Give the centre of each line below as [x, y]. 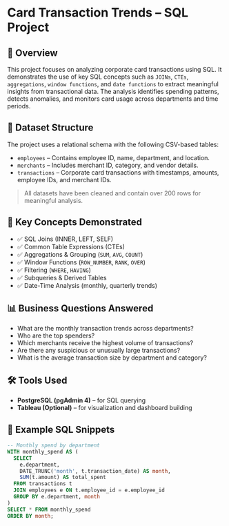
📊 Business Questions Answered [80, 309]
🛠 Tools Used [37, 380]
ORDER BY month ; [30, 516]
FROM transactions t [43, 484]
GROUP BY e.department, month [57, 497]
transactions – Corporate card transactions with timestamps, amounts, [118, 172]
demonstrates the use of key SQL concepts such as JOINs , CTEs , [98, 77]
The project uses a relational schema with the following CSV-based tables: [113, 144]
